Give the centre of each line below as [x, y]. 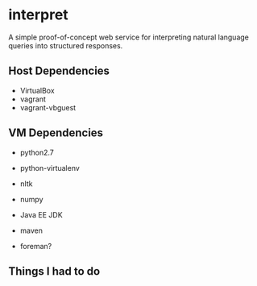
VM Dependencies [56, 133]
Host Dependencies [59, 71]
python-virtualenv [50, 168]
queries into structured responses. [66, 45]
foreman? [36, 246]
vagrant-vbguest [48, 107]
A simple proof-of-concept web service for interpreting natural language [129, 37]
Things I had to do [54, 271]
